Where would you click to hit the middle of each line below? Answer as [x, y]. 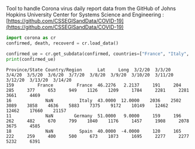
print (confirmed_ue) [31, 59]
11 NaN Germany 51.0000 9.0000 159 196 [94, 116]
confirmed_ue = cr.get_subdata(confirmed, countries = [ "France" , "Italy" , [98, 54]
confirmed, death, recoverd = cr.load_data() [62, 43]
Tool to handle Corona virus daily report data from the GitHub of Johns [91, 8]
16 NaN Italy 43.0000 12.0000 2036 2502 [94, 101]
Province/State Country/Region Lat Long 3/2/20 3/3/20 [88, 70]
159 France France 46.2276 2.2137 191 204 [94, 85]
